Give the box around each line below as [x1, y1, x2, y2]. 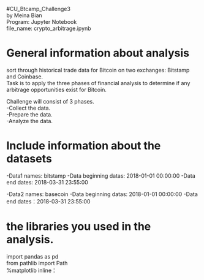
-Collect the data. [6, 104, 51, 112]
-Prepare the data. [6, 110, 53, 118]
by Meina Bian [6, 12, 43, 19]
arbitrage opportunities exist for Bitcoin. [6, 86, 107, 93]
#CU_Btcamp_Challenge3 [6, 6, 70, 12]
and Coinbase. [6, 73, 43, 80]
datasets [6, 152, 52, 166]
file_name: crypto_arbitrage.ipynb [6, 25, 91, 32]
